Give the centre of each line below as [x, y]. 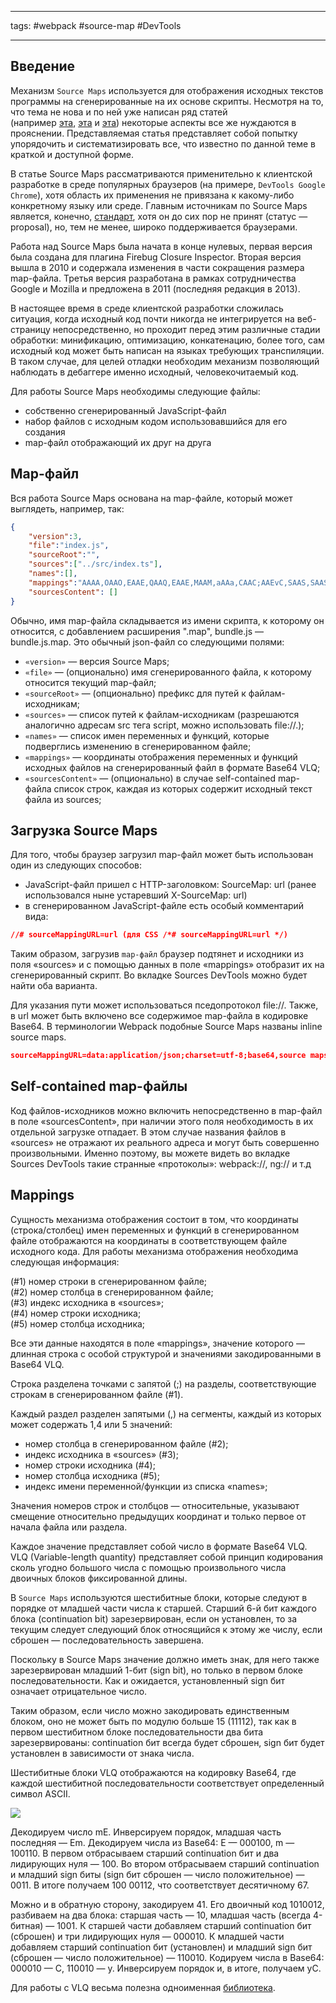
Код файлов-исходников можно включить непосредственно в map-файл [166, 1110]
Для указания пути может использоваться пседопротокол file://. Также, [164, 1005]
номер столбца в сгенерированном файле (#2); [126, 1443]
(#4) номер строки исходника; [76, 1313]
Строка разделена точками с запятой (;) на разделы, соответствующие [163, 1383]
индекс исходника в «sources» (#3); [101, 1454]
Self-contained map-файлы [99, 1086]
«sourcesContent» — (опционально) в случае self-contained [150, 778]
